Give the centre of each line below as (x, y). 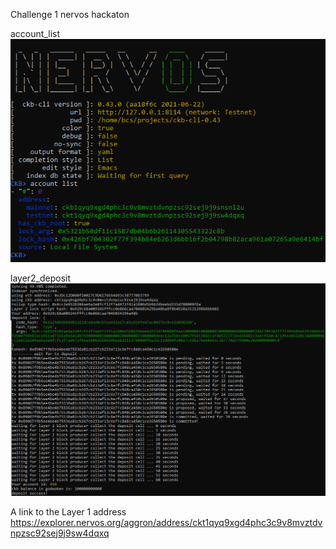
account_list (35, 33)
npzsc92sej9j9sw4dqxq (60, 533)
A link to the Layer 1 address (68, 511)
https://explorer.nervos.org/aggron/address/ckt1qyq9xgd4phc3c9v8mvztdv (166, 522)
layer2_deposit (41, 278)
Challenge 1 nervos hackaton (70, 14)
